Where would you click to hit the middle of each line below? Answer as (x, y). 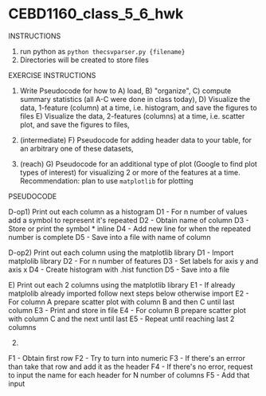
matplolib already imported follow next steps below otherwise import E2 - (129, 293)
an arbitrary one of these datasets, (76, 148)
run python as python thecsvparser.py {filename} (102, 51)
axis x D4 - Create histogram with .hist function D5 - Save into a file (119, 269)
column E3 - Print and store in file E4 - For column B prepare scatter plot (127, 310)
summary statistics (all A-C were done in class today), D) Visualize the (135, 99)
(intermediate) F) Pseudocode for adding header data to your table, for (136, 139)
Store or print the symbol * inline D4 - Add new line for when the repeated (129, 229)
